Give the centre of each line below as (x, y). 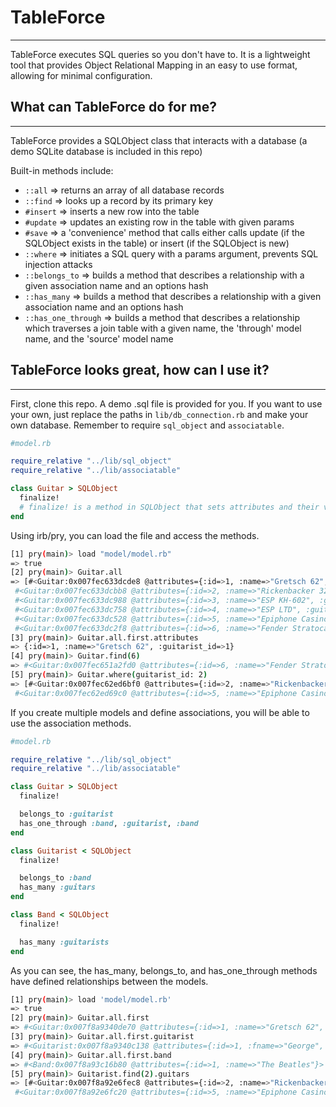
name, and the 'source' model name (99, 338)
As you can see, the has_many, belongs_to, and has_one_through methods (164, 970)
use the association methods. (71, 723)
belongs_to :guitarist (66, 814)
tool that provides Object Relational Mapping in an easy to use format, (154, 65)
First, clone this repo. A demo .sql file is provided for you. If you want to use (166, 403)
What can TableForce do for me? (113, 107)
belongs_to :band (55, 878)
